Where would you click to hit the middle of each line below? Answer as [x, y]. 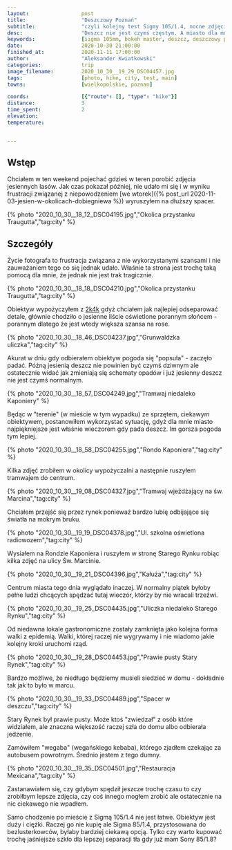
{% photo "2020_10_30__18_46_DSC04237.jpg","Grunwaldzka [94, 338]
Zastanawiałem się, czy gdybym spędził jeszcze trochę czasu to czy [104, 789]
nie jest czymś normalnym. [46, 380]
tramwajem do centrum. [41, 478]
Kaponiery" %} [28, 401]
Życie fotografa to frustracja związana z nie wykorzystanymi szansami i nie [114, 261]
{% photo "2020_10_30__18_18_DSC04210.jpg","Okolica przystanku [101, 288]
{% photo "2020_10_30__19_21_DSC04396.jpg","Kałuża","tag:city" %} [105, 574]
